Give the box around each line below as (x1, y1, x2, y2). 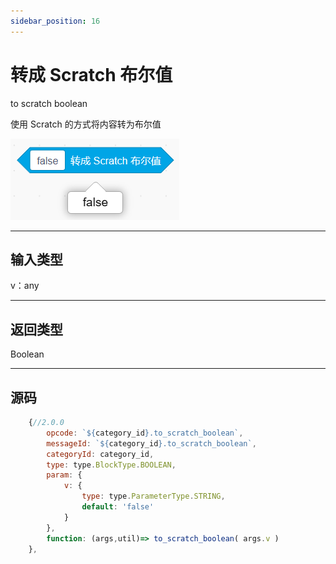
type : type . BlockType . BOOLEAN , (46, 460, 177, 470)
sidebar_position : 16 (10, 16, 101, 26)
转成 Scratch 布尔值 (10, 63, 173, 86)
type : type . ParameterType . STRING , (81, 491, 226, 502)
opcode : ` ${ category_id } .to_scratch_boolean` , (46, 428, 244, 438)
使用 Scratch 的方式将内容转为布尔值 (10, 118, 162, 130)
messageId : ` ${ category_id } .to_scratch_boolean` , (46, 438, 257, 449)
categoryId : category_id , (46, 449, 155, 459)
